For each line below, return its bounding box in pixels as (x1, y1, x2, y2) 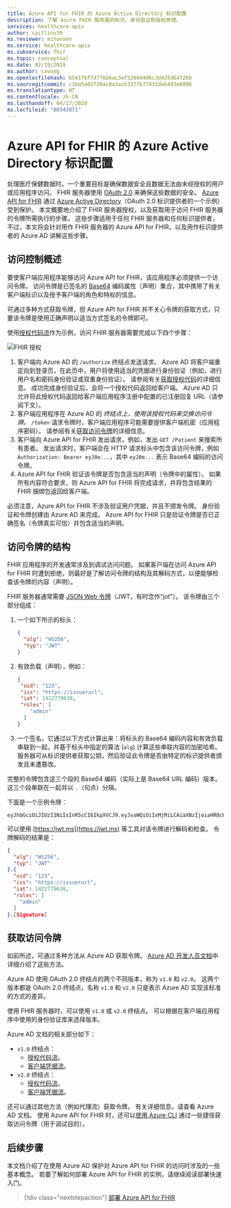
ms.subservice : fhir (7, 49, 67, 56)
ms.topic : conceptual (7, 55, 69, 62)
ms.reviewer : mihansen (7, 36, 72, 43)
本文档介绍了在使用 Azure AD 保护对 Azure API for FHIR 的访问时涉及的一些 (7, 1162, 221, 1170)
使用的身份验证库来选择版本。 (19, 1016, 104, 1024)
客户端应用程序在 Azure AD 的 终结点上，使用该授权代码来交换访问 (16, 409, 206, 417)
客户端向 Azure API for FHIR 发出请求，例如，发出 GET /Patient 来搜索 (16, 435, 217, 444)
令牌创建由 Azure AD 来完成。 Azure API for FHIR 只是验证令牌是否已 (19, 510, 214, 518)
